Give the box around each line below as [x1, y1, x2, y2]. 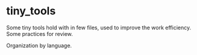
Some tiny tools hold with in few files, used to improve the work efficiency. [6, 24, 192, 31]
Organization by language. [6, 42, 73, 49]
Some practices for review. [6, 30, 73, 37]
